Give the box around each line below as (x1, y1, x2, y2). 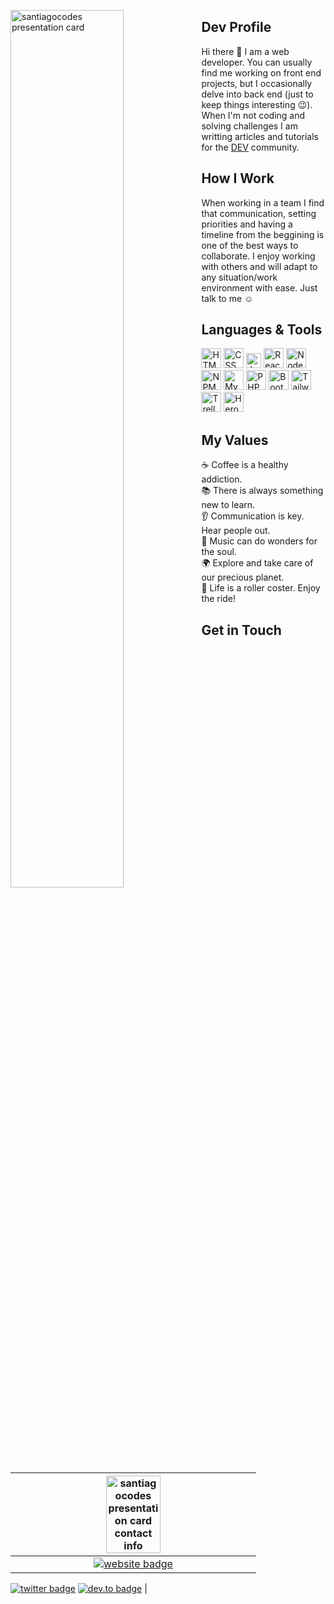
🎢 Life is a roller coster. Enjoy (201, 582, 321, 594)
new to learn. (201, 499, 256, 511)
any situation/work (201, 271, 278, 283)
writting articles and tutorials (201, 130, 319, 142)
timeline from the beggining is (201, 228, 325, 240)
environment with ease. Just (201, 281, 318, 294)
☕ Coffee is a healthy (201, 459, 289, 471)
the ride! (201, 593, 236, 605)
